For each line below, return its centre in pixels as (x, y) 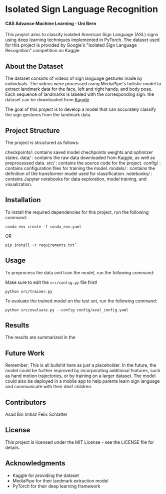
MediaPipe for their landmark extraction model (60, 480)
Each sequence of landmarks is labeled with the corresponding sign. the (80, 94)
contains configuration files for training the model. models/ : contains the (80, 169)
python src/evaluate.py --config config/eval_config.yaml (67, 310)
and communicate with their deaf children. (49, 387)
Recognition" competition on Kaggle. (43, 51)
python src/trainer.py (29, 291)
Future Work (25, 353)
